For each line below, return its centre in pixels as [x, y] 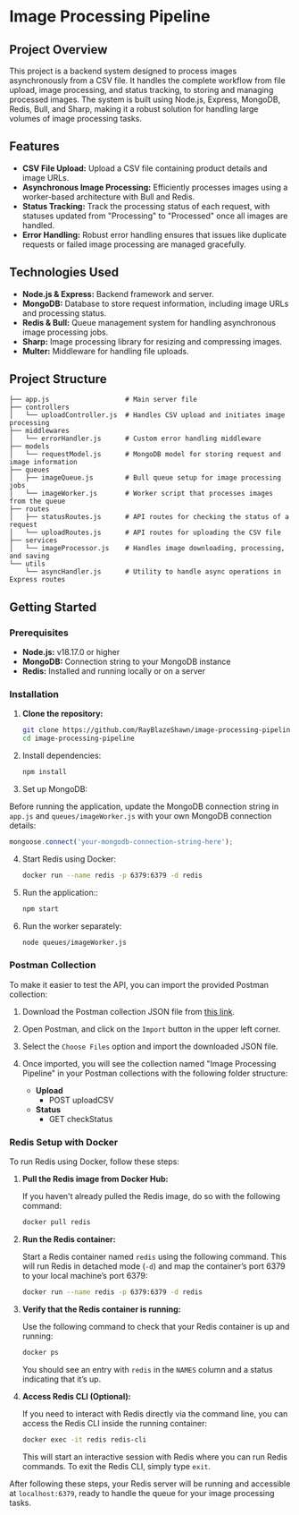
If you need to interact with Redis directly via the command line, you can [155, 1413]
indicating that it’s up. [62, 1379]
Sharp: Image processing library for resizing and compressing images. [152, 341]
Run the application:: [60, 892]
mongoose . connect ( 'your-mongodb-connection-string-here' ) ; [121, 842]
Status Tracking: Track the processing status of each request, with [146, 206]
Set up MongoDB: [54, 789]
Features [34, 146]
